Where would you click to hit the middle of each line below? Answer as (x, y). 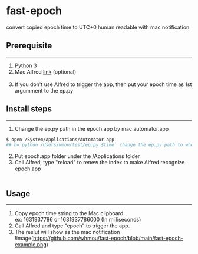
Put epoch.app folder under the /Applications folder (77, 156)
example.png (30, 245)
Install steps (29, 109)
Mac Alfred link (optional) (45, 71)
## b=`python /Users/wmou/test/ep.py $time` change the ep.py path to (95, 145)
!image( (24, 238)
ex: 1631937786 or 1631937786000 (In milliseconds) (78, 220)
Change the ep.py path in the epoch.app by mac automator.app (92, 128)
